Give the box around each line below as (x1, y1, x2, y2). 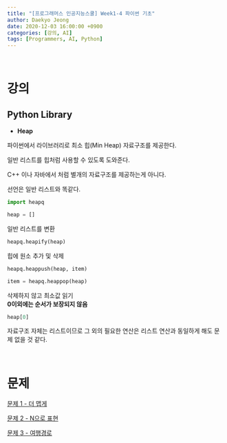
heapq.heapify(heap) (7, 238, 67, 245)
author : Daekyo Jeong (7, 17, 69, 23)
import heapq (7, 199, 45, 206)
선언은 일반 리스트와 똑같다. (7, 185, 81, 194)
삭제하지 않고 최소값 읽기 (7, 291, 74, 300)
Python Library (7, 108, 73, 121)
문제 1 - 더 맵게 (7, 400, 47, 408)
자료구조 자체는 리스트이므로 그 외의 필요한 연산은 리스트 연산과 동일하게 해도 (7, 327, 213, 335)
